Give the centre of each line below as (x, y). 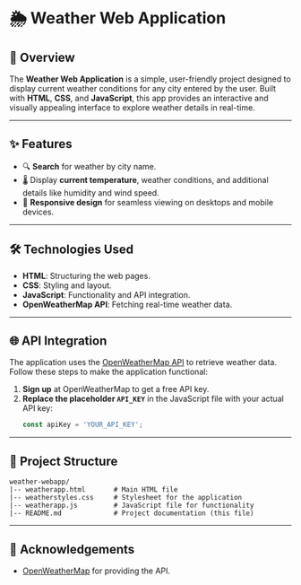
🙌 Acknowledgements (72, 549)
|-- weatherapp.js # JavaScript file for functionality (132, 506)
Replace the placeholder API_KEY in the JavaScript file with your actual (153, 399)
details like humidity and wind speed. (90, 192)
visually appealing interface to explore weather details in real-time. (132, 108)
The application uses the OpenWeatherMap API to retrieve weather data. (143, 362)
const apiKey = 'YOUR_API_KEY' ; (82, 425)
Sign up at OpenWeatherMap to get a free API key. (116, 389)
